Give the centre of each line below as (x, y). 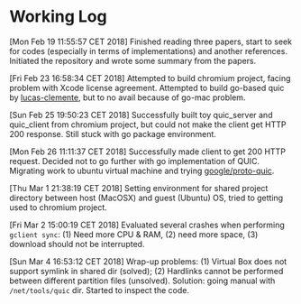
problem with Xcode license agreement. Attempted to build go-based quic (147, 88)
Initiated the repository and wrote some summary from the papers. (133, 60)
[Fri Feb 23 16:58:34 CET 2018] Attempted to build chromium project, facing (150, 78)
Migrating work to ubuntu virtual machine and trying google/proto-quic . (142, 170)
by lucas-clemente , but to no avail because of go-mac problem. (128, 97)
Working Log (58, 17)
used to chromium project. (59, 207)
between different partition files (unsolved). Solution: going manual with (142, 281)
